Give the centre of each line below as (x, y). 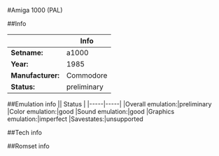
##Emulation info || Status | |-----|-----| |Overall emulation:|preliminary (109, 104)
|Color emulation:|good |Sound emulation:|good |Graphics (91, 112)
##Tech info (24, 133)
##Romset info (29, 146)
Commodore (87, 75)
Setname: (27, 53)
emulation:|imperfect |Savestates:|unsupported (75, 119)
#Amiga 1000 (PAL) (35, 10)
